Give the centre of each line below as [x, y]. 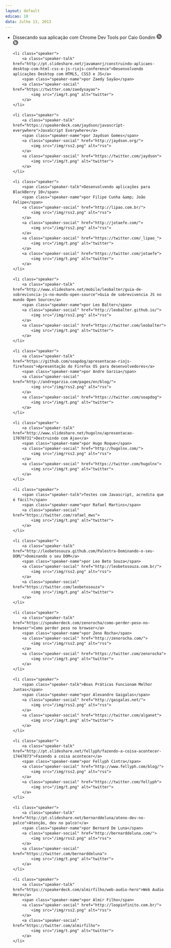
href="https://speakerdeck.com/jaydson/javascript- [69, 126]
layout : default [22, 11]
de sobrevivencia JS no [136, 295]
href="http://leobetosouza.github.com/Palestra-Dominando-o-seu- [83, 551]
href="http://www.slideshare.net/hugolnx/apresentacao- [73, 433]
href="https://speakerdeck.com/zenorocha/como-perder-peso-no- [81, 623]
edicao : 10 [17, 16]
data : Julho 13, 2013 [28, 22]
